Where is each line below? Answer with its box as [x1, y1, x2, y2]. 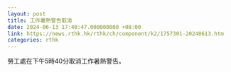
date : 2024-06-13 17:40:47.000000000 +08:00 [7, 23, 141, 30]
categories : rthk [7, 37, 59, 44]
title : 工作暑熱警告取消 [7, 17, 72, 24]
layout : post [7, 10, 46, 18]
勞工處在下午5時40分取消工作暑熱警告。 [7, 57, 126, 66]
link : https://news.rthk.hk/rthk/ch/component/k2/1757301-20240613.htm [7, 30, 224, 37]
